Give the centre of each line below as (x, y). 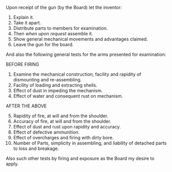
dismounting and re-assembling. (47, 80)
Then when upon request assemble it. (53, 34)
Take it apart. (27, 23)
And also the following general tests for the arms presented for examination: (86, 54)
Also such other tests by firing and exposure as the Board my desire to (80, 158)
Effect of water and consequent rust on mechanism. (68, 96)
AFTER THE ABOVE (26, 106)
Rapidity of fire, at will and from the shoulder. (61, 116)
